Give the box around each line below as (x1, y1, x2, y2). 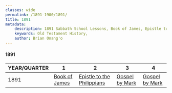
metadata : (5, 21, 27, 27)
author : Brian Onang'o (14, 36, 63, 41)
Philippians (78, 79, 105, 86)
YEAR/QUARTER (8, 65, 49, 72)
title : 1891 (5, 17, 31, 22)
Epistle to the (78, 73, 111, 80)
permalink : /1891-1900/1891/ (5, 12, 68, 17)
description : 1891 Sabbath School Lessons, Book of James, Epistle (14, 26, 161, 32)
